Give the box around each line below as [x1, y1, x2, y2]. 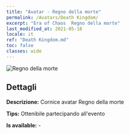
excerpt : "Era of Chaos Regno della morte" [6, 20, 120, 26]
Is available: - [6, 121, 41, 129]
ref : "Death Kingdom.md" [6, 37, 69, 43]
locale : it [6, 31, 34, 37]
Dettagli [6, 82, 37, 92]
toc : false [6, 43, 34, 49]
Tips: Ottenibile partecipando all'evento [6, 110, 105, 117]
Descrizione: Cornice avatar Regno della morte [6, 98, 125, 106]
